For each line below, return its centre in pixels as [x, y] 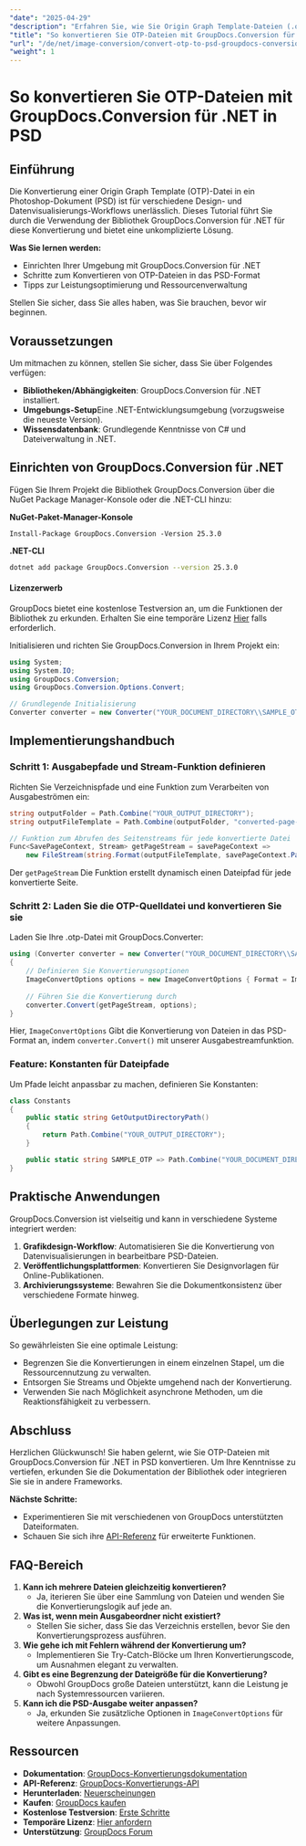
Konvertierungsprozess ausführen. [101, 1635]
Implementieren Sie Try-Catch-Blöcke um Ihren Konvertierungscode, [165, 1654]
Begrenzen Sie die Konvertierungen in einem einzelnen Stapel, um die [153, 1363]
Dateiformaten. [51, 1526]
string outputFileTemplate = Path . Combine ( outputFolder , [120, 822]
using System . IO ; [42, 671]
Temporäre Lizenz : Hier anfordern [87, 1821]
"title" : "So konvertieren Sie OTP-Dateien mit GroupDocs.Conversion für [153, 35]
